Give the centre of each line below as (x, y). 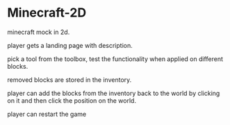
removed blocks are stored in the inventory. (69, 80)
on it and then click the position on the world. (72, 100)
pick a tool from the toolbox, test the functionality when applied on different (115, 59)
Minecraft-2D (47, 13)
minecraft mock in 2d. (39, 32)
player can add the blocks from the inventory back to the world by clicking (114, 93)
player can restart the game (47, 114)
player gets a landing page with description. (70, 45)
